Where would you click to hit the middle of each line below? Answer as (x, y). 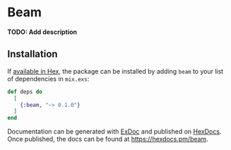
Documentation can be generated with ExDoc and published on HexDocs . (114, 132)
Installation (32, 54)
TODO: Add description (42, 32)
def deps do (25, 92)
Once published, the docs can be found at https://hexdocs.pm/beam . (108, 139)
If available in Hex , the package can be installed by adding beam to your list (115, 71)
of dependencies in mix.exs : (48, 79)
